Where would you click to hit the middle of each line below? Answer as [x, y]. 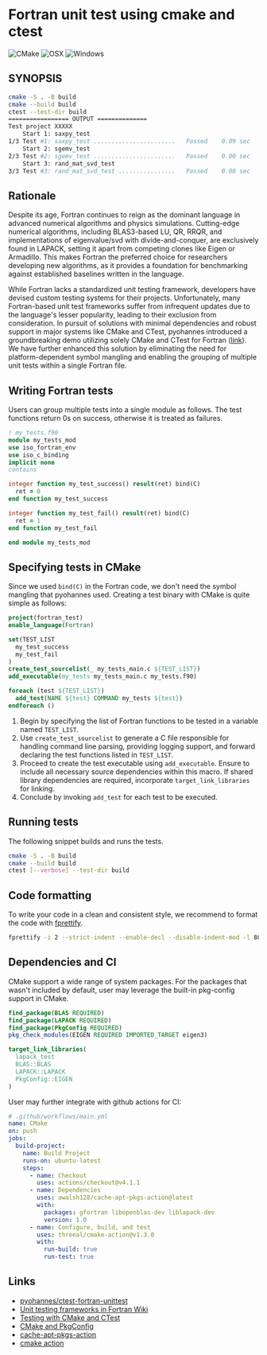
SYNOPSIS [35, 78]
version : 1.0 [65, 1220]
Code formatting [50, 896]
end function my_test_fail [53, 528]
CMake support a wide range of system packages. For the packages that [128, 981]
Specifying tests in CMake [75, 567]
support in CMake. [39, 998]
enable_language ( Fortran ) [51, 625]
